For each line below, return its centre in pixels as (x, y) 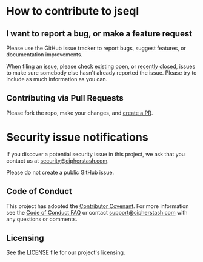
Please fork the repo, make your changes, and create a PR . (80, 113)
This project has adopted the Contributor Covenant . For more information (98, 206)
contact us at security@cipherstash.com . (58, 160)
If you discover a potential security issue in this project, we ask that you (96, 154)
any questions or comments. (42, 219)
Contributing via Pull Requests (65, 98)
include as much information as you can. (57, 79)
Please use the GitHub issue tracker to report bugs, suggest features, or (96, 48)
